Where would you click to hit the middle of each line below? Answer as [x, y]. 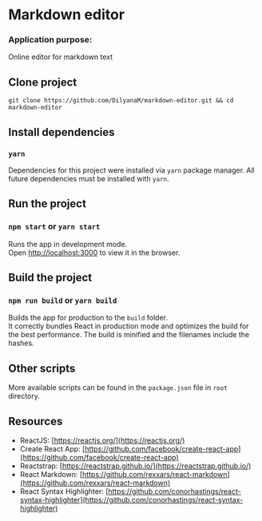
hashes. [21, 343]
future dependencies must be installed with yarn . [89, 178]
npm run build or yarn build [63, 300]
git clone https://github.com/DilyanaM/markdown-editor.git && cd [121, 101]
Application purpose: [50, 40]
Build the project [50, 278]
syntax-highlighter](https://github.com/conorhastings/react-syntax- [131, 499]
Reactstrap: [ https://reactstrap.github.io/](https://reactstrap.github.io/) [135, 466]
